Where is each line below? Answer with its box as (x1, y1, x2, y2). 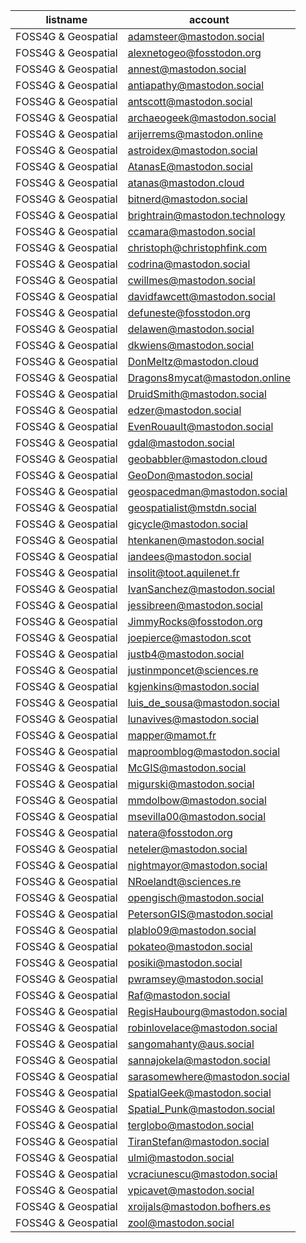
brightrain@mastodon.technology (127, 209, 286, 222)
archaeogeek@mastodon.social (127, 111, 277, 124)
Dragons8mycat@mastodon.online (127, 371, 292, 384)
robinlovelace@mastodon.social (127, 1021, 278, 1034)
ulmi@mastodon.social (127, 1151, 235, 1164)
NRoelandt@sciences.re (127, 875, 242, 888)
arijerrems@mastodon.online (127, 127, 263, 141)
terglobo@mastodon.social (127, 1119, 255, 1132)
